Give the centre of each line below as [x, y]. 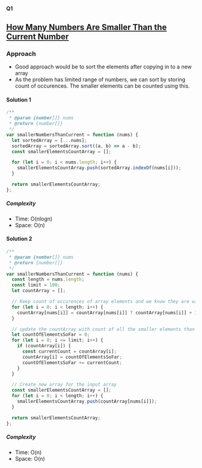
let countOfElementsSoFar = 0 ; [51, 335]
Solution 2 [19, 239]
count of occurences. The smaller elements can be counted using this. [103, 86]
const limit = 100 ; [36, 285]
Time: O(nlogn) [34, 219]
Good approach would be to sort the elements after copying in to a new [103, 67]
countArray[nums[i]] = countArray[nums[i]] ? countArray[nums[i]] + [105, 312]
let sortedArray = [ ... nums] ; [49, 140]
